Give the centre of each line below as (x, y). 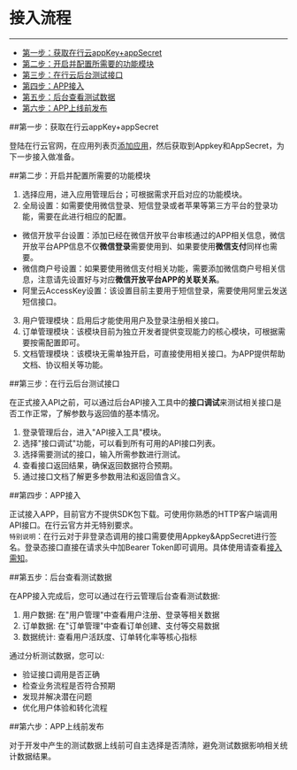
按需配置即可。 (57, 343)
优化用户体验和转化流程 (65, 707)
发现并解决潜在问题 (57, 697)
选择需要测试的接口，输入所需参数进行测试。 (103, 454)
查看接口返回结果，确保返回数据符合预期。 (99, 465)
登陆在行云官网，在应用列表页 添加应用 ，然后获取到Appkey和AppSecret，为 (147, 145)
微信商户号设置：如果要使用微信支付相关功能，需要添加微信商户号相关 (150, 268)
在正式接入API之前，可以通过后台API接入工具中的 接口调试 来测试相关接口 (141, 402)
